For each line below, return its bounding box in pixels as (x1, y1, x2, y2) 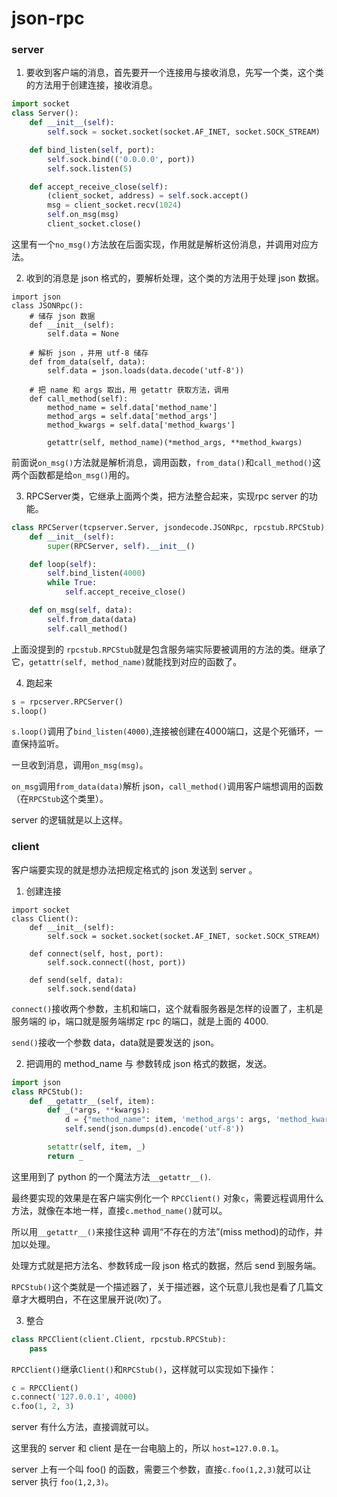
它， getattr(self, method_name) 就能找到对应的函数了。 (11, 655, 243, 667)
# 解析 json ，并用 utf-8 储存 (29, 348, 149, 358)
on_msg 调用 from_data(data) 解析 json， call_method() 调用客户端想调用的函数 (11, 780, 324, 792)
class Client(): (11, 913, 79, 924)
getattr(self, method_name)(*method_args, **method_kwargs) (47, 437, 303, 447)
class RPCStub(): (11, 1087, 84, 1097)
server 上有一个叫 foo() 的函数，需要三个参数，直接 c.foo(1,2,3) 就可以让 (11, 1463, 312, 1476)
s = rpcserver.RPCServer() (11, 697, 124, 707)
